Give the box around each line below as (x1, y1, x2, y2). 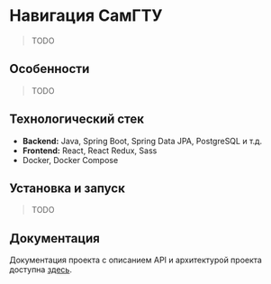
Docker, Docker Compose (22, 154, 119, 165)
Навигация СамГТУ (9, 5, 164, 26)
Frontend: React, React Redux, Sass (22, 145, 158, 156)
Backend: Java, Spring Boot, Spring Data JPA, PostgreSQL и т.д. (22, 135, 263, 146)
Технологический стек (9, 112, 145, 127)
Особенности (9, 61, 90, 77)
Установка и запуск (9, 180, 126, 196)
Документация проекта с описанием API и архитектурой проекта (9, 254, 263, 266)
